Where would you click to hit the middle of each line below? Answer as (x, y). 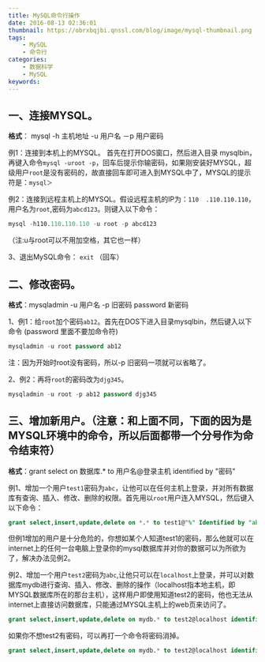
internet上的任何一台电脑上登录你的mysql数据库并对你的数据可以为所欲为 (127, 548)
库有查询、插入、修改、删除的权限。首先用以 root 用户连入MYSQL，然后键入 (131, 498)
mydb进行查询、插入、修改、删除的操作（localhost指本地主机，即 (129, 585)
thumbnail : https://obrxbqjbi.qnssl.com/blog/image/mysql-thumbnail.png (130, 30)
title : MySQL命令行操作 (44, 15)
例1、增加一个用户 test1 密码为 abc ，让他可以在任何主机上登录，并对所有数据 (131, 487)
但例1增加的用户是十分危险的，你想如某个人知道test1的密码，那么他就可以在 (131, 539)
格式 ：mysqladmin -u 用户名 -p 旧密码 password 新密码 (99, 305)
